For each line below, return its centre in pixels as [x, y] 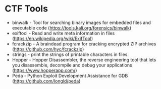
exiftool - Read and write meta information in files [63, 33]
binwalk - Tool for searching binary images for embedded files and [81, 22]
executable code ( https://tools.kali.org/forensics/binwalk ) [72, 27]
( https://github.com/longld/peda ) [46, 81]
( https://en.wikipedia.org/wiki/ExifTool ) [52, 38]
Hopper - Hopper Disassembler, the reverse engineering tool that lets [84, 59]
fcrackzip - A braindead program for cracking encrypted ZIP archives [84, 43]
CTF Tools [26, 9]
